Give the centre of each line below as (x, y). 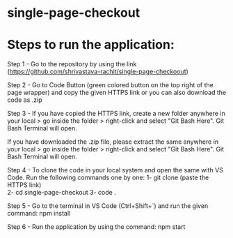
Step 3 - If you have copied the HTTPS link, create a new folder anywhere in (116, 114)
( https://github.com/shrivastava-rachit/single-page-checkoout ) (98, 72)
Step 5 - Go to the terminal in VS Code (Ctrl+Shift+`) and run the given (108, 206)
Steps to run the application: (91, 45)
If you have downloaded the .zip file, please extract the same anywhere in (113, 142)
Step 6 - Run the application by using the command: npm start (96, 227)
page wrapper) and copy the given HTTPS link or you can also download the (117, 93)
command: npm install (39, 214)
